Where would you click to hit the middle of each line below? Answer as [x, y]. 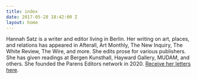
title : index [22, 11]
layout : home [22, 22]
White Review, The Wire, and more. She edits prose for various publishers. [96, 51]
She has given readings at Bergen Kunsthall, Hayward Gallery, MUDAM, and [98, 58]
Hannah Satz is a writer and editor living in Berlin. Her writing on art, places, [98, 39]
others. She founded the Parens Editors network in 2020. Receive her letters [98, 64]
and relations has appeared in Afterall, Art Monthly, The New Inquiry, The [95, 45]
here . [12, 70]
